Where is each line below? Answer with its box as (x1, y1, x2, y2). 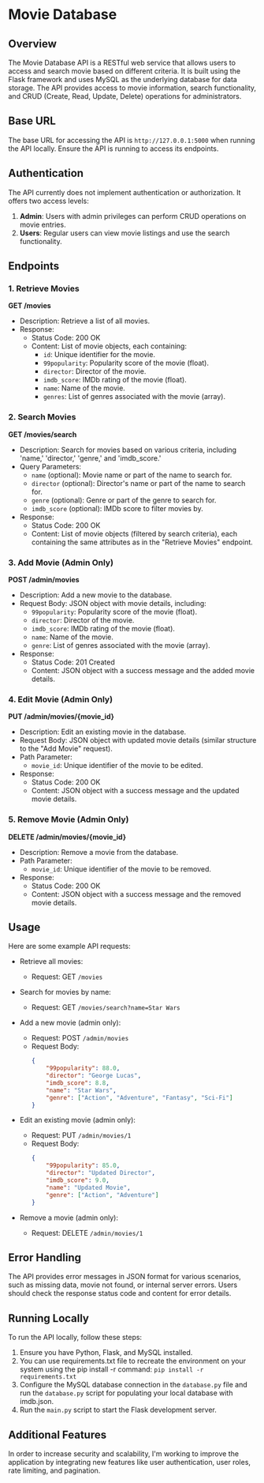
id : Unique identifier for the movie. (43, 350, 156, 359)
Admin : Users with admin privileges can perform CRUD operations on (19, 211, 247, 220)
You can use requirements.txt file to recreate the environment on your (19, 1357, 247, 1366)
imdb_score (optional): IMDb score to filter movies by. (31, 503, 203, 513)
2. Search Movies (8, 412, 76, 423)
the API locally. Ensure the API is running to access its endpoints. (8, 144, 219, 153)
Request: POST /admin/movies (31, 1033, 129, 1043)
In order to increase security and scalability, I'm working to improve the (8, 1449, 239, 1459)
